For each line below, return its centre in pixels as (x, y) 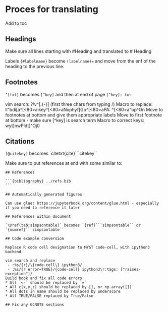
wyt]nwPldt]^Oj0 (23, 126)
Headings (21, 39)
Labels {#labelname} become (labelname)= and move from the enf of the (81, 61)
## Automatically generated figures (44, 195)
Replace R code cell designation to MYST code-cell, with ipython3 (78, 247)
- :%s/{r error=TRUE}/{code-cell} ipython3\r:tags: (63, 270)
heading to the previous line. (35, 66)
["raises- (131, 270)
